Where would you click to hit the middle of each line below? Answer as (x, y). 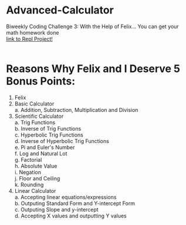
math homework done (33, 32)
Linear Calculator (35, 190)
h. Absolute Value (36, 166)
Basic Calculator (34, 104)
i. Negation (28, 172)
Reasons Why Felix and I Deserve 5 (93, 69)
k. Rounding (29, 185)
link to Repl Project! (29, 39)
